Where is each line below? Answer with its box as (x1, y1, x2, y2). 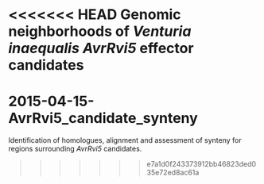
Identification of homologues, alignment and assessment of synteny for (8, 136, 243, 145)
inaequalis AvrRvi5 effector (8, 40, 194, 57)
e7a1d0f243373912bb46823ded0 (146, 159, 257, 169)
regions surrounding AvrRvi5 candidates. (8, 144, 142, 154)
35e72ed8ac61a (146, 168, 200, 178)
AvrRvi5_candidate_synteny (8, 109, 199, 128)
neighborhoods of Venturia (8, 22, 192, 40)
